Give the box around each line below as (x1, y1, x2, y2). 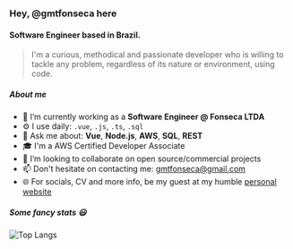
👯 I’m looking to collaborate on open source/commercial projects (22, 153, 262, 164)
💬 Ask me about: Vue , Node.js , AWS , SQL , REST (22, 131, 203, 142)
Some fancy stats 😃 (9, 207, 87, 218)
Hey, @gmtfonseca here (9, 7, 117, 20)
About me (9, 89, 47, 99)
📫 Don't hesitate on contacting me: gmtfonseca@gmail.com (22, 164, 246, 175)
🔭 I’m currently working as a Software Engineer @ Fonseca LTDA (22, 111, 265, 123)
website (22, 186, 52, 197)
